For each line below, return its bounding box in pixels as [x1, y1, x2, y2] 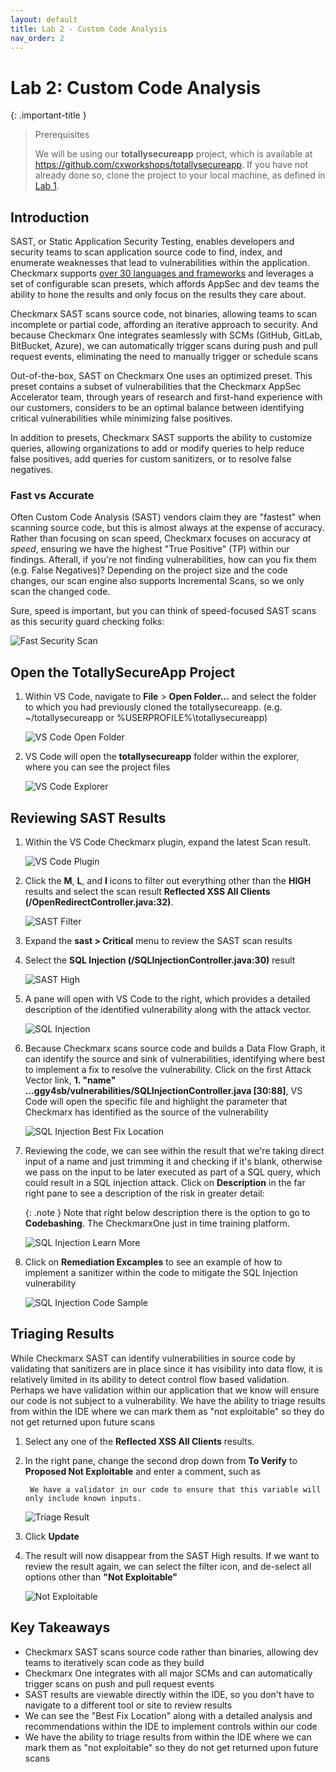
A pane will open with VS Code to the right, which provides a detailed [24, 993, 311, 1005]
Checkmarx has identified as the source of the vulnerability [24, 1106, 269, 1118]
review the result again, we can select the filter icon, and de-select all [24, 1560, 312, 1572]
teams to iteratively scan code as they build [24, 1656, 205, 1668]
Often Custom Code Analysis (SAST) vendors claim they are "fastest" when [10, 511, 322, 523]
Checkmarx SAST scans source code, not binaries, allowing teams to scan [10, 308, 318, 320]
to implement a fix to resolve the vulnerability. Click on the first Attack [24, 1064, 312, 1076]
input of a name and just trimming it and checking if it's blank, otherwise [24, 1156, 323, 1168]
